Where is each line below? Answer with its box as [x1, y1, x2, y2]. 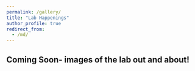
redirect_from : [6, 26, 45, 32]
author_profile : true [6, 20, 62, 26]
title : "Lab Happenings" [6, 15, 69, 21]
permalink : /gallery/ [6, 9, 62, 15]
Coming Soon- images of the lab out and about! [6, 54, 190, 65]
